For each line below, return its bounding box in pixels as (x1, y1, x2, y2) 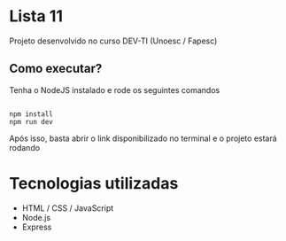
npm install (9, 109, 53, 119)
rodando (9, 142, 41, 152)
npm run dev (9, 117, 53, 126)
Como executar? (9, 61, 103, 76)
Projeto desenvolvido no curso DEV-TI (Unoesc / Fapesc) (9, 35, 218, 46)
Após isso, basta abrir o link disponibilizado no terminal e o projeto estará (9, 133, 277, 144)
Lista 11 (9, 6, 64, 27)
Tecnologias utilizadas (9, 173, 179, 193)
